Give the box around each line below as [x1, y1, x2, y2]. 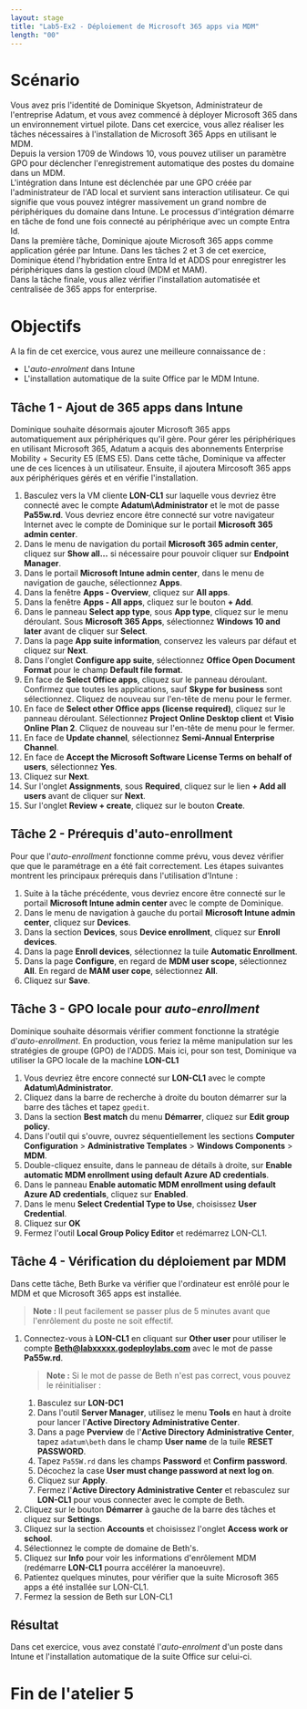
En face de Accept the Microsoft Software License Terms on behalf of [23, 751, 292, 762]
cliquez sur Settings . [23, 1513, 103, 1524]
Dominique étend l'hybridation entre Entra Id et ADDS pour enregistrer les [10, 254, 286, 265]
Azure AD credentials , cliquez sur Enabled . [23, 1188, 189, 1199]
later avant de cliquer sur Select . [23, 626, 148, 637]
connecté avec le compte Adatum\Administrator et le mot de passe [23, 500, 281, 511]
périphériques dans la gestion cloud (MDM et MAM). [10, 264, 208, 275]
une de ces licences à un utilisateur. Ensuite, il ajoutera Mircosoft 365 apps [10, 462, 292, 474]
